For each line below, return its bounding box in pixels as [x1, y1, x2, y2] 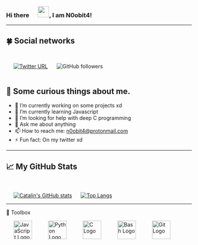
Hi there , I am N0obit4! [6, 11, 93, 19]
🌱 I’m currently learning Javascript [14, 108, 98, 115]
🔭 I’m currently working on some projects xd [14, 102, 123, 109]
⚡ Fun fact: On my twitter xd [14, 136, 83, 143]
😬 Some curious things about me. [6, 86, 131, 96]
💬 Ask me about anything [14, 120, 76, 128]
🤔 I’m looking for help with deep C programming [14, 114, 131, 121]
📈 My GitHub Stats [6, 162, 78, 172]
